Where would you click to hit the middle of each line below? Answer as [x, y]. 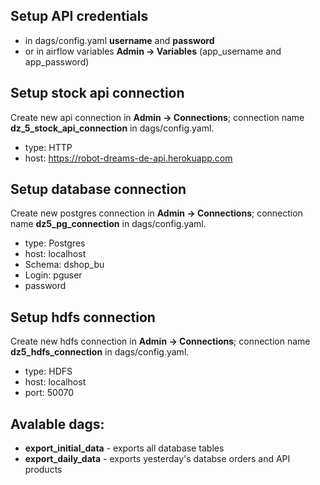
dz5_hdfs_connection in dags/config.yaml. [100, 352]
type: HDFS [48, 371]
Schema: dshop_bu [64, 265]
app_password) [57, 61]
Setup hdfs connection [83, 317]
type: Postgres [55, 243]
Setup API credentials [79, 16]
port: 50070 [49, 393]
